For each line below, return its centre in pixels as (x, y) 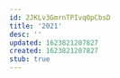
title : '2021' (36, 26)
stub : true (30, 59)
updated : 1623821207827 (54, 43)
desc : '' (26, 34)
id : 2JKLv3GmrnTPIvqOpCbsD (60, 17)
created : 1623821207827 (54, 51)
